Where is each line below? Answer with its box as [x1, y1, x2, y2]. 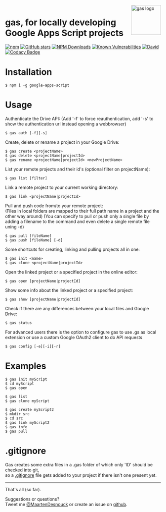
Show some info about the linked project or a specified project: [5, 287, 133, 293]
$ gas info [5, 424, 28, 429]
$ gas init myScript [5, 377, 48, 382]
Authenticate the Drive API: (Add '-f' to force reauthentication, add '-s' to [5, 115, 154, 121]
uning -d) [5, 224, 24, 229]
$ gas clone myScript [5, 398, 50, 403]
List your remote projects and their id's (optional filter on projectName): [5, 166, 150, 172]
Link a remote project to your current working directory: [5, 184, 119, 190]
